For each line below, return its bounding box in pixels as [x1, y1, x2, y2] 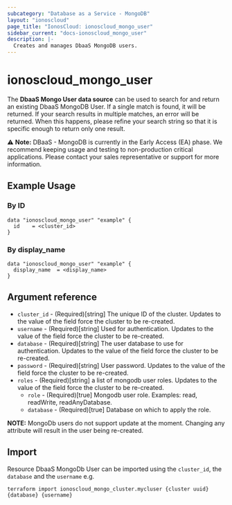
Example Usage [7, 180, 76, 192]
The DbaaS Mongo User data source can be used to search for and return [7, 95, 220, 103]
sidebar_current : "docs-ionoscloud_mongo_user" [7, 29, 148, 37]
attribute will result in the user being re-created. [7, 426, 144, 434]
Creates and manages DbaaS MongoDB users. [13, 42, 138, 49]
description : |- [7, 36, 54, 43]
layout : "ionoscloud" [7, 17, 70, 24]
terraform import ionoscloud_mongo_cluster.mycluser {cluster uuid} [7, 486, 209, 493]
